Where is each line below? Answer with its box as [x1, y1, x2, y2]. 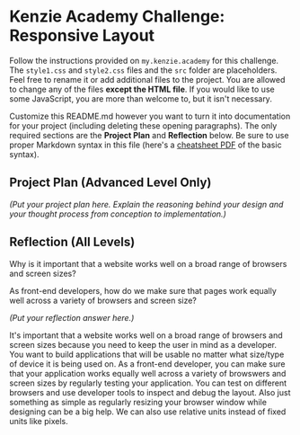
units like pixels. [9, 415, 69, 426]
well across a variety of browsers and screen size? [9, 295, 198, 306]
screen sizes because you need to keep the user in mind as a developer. [9, 339, 277, 350]
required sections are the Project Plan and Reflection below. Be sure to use [9, 129, 289, 140]
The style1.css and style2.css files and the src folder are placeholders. [9, 65, 278, 75]
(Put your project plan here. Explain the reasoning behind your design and [9, 199, 284, 209]
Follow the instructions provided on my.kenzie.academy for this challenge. [9, 55, 279, 66]
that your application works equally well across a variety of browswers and [9, 368, 287, 378]
